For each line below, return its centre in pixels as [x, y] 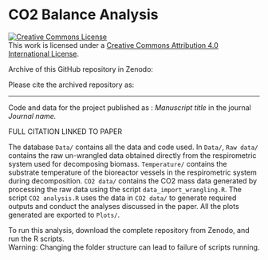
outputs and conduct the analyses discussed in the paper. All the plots [124, 206]
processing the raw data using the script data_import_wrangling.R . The [125, 189]
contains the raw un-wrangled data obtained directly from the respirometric [132, 155]
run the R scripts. [37, 238]
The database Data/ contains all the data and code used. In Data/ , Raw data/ [134, 147]
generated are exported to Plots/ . [64, 215]
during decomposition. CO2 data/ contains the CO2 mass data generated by [133, 180]
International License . [44, 53]
